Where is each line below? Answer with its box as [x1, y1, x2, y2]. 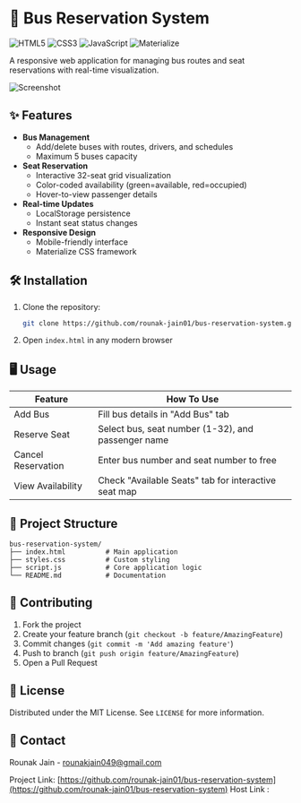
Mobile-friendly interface [35, 237, 128, 247]
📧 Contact [9, 733, 66, 748]
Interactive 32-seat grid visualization [35, 169, 172, 180]
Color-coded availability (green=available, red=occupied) [35, 179, 248, 190]
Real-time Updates [21, 198, 94, 209]
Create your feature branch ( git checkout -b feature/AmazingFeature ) [21, 628, 284, 639]
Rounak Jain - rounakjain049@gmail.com [9, 756, 162, 767]
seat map [98, 486, 137, 498]
